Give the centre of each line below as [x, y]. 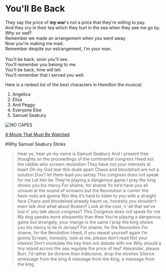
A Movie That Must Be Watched [37, 134]
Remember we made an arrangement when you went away [65, 38]
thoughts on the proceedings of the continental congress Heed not [85, 159]
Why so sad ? [19, 33]
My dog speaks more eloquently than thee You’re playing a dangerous [89, 217]
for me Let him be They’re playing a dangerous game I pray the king [86, 180]
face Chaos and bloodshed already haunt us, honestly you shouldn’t [87, 201]
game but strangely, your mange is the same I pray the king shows [85, 222]
